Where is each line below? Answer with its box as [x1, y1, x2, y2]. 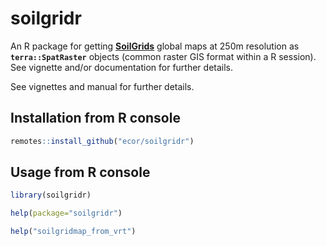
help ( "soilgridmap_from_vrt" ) [10, 227, 137, 237]
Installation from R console [10, 110, 181, 127]
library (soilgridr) [10, 190, 92, 201]
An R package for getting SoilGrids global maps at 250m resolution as [10, 40, 300, 52]
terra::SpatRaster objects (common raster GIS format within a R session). [10, 50, 317, 62]
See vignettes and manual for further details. [10, 80, 195, 92]
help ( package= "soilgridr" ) [10, 208, 123, 219]
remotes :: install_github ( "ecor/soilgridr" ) [10, 136, 195, 146]
